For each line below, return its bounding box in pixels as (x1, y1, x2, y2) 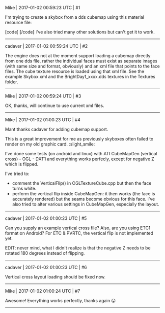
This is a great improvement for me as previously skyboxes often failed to (5, 136, 154, 141)
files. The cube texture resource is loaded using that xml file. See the (5, 69, 144, 74)
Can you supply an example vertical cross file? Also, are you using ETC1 (5, 225, 151, 231)
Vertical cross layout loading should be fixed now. (5, 274, 106, 279)
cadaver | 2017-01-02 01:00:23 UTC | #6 (5, 264, 87, 270)
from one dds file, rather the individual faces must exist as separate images (5, 58, 158, 64)
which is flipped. (5, 161, 38, 167)
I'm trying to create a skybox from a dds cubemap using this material (5, 14, 144, 20)
